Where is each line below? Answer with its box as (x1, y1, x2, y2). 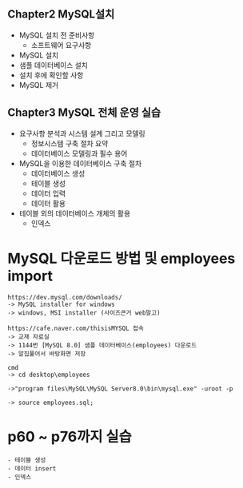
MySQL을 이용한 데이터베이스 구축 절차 (18, 158, 142, 168)
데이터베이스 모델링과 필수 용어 (30, 149, 128, 158)
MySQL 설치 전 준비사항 (18, 30, 95, 40)
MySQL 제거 (18, 80, 59, 89)
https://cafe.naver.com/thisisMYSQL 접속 (7, 324, 145, 332)
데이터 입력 (30, 188, 66, 198)
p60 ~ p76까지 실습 (7, 427, 133, 446)
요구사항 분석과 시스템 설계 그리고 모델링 (18, 129, 145, 138)
